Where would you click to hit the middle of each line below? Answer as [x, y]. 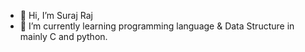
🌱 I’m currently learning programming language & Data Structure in [157, 26]
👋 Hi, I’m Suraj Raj [56, 15]
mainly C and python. [63, 36]
